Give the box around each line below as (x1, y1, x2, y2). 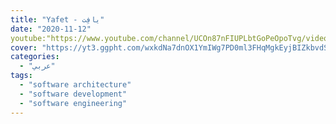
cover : (10, 42, 38, 53)
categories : (10, 52, 60, 62)
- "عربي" (19, 61, 56, 71)
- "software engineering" (19, 98, 128, 108)
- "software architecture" (19, 80, 132, 90)
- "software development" (19, 89, 128, 99)
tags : (10, 71, 33, 81)
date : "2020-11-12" (10, 24, 92, 34)
